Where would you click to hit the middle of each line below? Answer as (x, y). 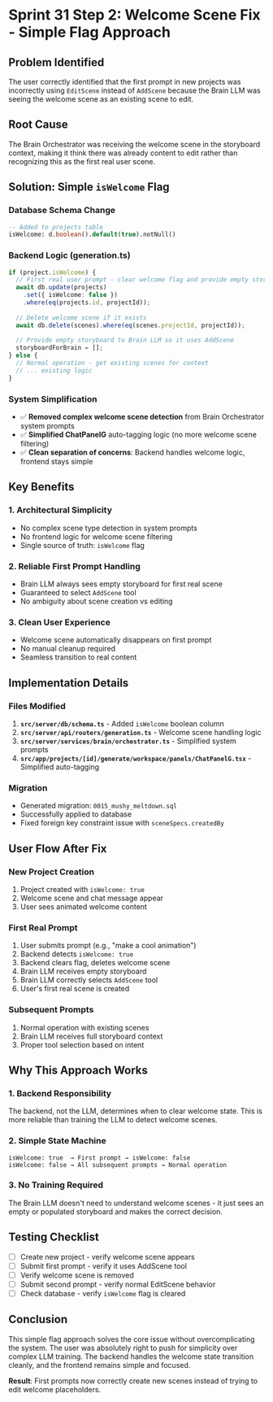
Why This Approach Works (78, 1070)
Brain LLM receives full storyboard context (91, 1036)
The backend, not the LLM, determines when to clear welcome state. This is (135, 1111)
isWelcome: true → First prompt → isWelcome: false (100, 1158)
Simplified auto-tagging (60, 767)
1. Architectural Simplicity (60, 510)
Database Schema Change (62, 211)
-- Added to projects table (56, 227)
